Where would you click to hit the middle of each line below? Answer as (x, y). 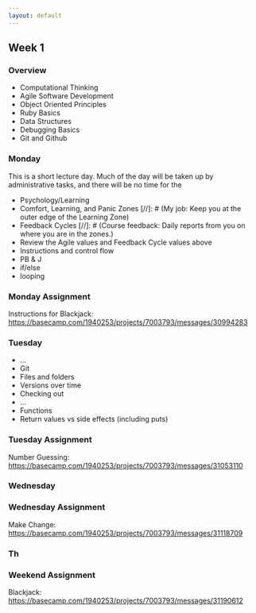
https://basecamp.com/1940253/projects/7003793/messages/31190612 (126, 600)
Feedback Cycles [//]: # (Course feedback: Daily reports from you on (132, 225)
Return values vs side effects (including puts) (94, 419)
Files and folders (47, 377)
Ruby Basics (40, 113)
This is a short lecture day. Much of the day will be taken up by (111, 176)
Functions (36, 411)
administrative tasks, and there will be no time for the (95, 184)
